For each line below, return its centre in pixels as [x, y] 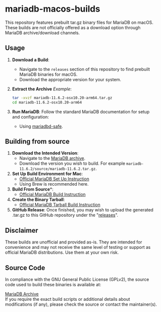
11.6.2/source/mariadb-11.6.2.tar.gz [57, 169]
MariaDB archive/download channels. [42, 33]
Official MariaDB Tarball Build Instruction [60, 205]
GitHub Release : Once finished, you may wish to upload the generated [83, 210]
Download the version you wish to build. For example [72, 163]
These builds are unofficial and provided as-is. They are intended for [73, 242]
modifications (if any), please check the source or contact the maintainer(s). [81, 304]
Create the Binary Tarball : [38, 200]
